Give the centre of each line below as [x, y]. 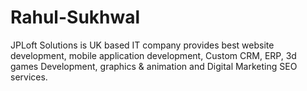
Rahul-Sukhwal [75, 17]
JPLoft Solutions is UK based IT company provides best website [142, 45]
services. [29, 77]
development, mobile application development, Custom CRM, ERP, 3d [153, 55]
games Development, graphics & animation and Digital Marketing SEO [154, 66]
